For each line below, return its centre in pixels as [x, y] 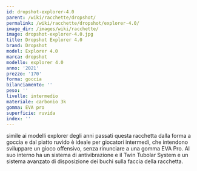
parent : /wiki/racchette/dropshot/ [51, 18]
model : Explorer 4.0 [32, 51]
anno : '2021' [23, 68]
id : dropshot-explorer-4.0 [40, 12]
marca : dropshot [27, 57]
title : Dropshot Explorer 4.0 [45, 40]
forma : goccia [24, 79]
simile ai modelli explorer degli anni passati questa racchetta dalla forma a [98, 136]
